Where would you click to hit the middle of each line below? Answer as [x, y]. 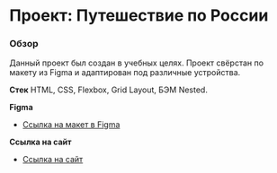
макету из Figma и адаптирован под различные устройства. [125, 73]
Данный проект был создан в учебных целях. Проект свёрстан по [136, 63]
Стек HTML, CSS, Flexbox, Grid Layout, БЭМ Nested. [109, 90]
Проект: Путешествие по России [139, 16]
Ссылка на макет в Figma [71, 125]
